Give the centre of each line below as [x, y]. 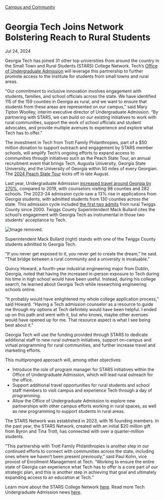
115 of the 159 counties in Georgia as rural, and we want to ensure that [76, 101]
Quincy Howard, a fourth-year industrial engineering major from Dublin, [77, 268]
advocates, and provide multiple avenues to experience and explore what [79, 127]
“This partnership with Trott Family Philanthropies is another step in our [77, 446]
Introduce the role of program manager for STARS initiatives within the [83, 369]
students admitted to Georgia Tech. [41, 244]
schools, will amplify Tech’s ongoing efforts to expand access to [70, 153]
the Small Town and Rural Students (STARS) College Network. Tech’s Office [82, 65]
